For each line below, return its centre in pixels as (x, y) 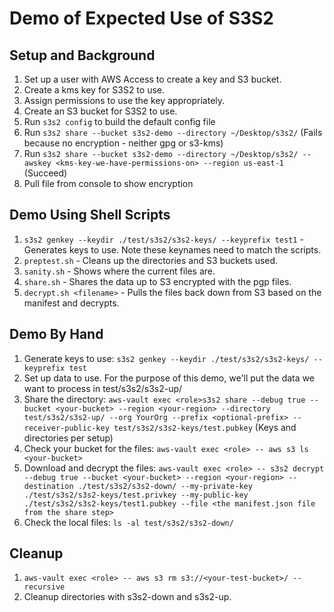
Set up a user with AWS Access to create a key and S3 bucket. (152, 79)
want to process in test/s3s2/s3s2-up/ (103, 388)
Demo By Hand (56, 334)
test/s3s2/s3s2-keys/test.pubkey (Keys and (205, 427)
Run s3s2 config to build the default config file (119, 121)
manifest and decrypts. (71, 303)
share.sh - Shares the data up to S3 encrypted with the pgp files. (157, 281)
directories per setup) (68, 438)
